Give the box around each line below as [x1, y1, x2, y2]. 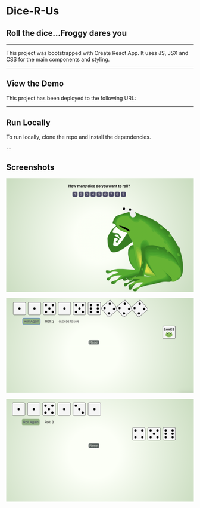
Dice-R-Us [6, 4, 60, 18]
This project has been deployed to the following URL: [6, 94, 136, 102]
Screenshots [6, 163, 55, 173]
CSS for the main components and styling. [6, 56, 110, 63]
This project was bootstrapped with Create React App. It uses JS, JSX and [6, 50, 189, 56]
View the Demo [6, 79, 64, 89]
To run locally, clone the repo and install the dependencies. [6, 133, 151, 140]
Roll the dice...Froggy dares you [6, 28, 127, 38]
